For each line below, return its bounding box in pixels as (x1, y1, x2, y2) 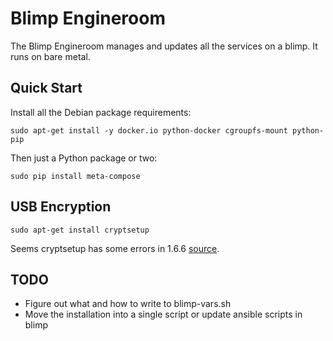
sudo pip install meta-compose (10, 171, 141, 181)
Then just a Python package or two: (10, 152, 158, 164)
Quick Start (10, 80, 83, 97)
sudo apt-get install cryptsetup (10, 225, 150, 235)
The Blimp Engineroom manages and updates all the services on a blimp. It (10, 40, 318, 52)
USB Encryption (10, 198, 112, 216)
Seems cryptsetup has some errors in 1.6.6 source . (10, 242, 220, 254)
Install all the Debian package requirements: (10, 106, 192, 118)
